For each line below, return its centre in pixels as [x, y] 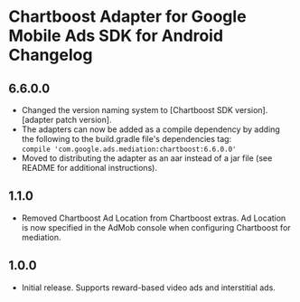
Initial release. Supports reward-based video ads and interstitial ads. [149, 288]
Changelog [51, 55]
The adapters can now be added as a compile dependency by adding [151, 129]
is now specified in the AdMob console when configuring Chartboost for [156, 227]
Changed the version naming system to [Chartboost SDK [127, 110]
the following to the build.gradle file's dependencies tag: [127, 139]
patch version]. [84, 120]
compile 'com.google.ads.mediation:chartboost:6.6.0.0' [129, 149]
